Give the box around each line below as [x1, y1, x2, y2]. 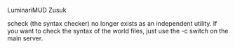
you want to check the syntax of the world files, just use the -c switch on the [7, 27, 229, 35]
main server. [7, 34, 43, 42]
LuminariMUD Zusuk [7, 6, 67, 14]
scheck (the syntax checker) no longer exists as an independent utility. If [7, 19, 217, 27]
